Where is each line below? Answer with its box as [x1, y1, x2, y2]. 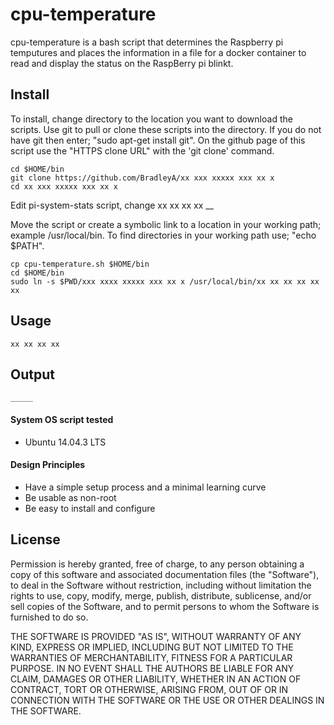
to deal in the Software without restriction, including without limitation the [10, 579, 312, 591]
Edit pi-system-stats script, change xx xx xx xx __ [10, 199, 214, 211]
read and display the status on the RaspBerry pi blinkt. [10, 57, 234, 69]
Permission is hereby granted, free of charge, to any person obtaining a [10, 558, 305, 570]
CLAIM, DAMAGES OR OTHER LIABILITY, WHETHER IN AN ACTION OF [10, 673, 302, 685]
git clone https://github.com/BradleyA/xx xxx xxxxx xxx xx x [10, 173, 275, 183]
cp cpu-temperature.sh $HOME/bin [10, 259, 150, 269]
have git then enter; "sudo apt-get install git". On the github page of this [10, 134, 306, 146]
